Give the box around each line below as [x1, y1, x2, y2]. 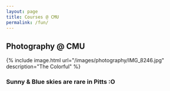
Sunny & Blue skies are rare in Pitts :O [6, 77, 116, 86]
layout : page [6, 8, 38, 15]
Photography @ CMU [6, 41, 85, 51]
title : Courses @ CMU [6, 14, 59, 20]
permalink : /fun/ [6, 19, 49, 25]
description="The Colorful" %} [6, 63, 81, 70]
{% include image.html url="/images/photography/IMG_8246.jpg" [6, 57, 165, 64]
